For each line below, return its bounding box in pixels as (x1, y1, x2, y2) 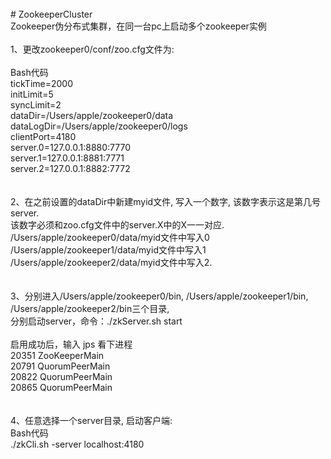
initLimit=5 (10, 88, 54, 100)
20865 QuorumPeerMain (10, 382, 113, 393)
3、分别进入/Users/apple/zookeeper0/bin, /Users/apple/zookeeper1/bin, (10, 290, 309, 302)
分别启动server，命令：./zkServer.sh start (10, 315, 183, 327)
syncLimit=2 (10, 99, 62, 111)
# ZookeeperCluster (10, 8, 93, 20)
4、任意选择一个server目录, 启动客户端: (10, 415, 173, 426)
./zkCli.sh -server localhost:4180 (10, 438, 145, 450)
